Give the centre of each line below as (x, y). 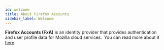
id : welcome (17, 9)
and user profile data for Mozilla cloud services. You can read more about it (82, 37)
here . (10, 43)
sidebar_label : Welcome (30, 18)
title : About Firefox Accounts (37, 14)
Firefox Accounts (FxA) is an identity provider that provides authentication (81, 33)
